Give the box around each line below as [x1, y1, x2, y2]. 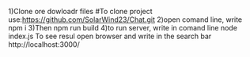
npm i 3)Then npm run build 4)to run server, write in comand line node [8, 23, 237, 32]
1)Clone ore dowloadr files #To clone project [8, 7, 153, 16]
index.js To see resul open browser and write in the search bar [8, 31, 212, 41]
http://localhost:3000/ [8, 40, 81, 49]
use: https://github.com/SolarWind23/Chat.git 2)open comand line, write [8, 15, 243, 24]
